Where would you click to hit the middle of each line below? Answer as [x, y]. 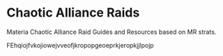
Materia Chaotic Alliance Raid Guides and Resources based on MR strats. [111, 32]
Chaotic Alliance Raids [73, 13]
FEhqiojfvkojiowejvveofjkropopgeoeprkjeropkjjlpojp [80, 45]
